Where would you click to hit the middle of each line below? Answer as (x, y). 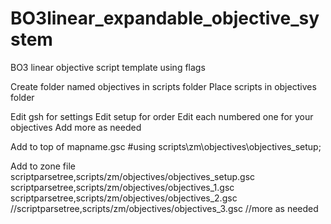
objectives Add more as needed (76, 127)
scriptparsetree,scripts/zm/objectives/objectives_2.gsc (124, 198)
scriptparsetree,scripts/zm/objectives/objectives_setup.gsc (133, 176)
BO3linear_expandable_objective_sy (165, 18)
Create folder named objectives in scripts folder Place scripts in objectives (163, 86)
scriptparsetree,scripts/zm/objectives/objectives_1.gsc (122, 187)
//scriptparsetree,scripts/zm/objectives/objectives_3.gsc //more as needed (164, 208)
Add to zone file (43, 166)
